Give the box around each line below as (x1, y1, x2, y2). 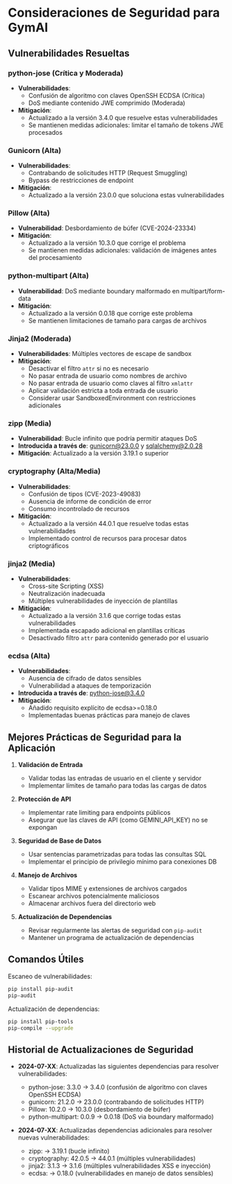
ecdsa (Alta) (8, 651, 51, 660)
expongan (28, 823, 58, 832)
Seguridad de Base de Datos (17, 836, 102, 845)
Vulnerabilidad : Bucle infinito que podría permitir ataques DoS (17, 435, 197, 443)
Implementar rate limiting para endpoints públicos (28, 809, 171, 817)
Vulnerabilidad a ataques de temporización (28, 681, 151, 690)
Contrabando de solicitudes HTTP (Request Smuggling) (28, 169, 188, 177)
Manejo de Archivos (17, 871, 78, 879)
